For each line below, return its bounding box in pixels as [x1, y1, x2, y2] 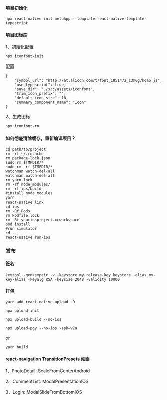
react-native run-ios [5, 235, 51, 240]
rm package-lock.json [5, 155, 51, 161]
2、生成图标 [5, 114, 30, 120]
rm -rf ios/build [5, 186, 42, 191]
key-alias [5, 277, 26, 282]
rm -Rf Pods [5, 208, 30, 214]
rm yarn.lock [5, 177, 33, 182]
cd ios [5, 204, 19, 209]
